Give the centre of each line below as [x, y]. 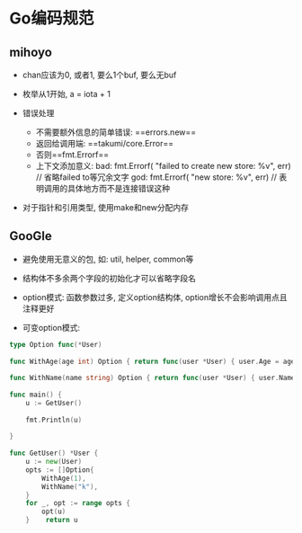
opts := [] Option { [60, 470]
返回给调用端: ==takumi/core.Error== [105, 143]
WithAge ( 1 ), [64, 478]
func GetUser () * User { [54, 453]
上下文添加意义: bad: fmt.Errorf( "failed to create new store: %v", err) [164, 166]
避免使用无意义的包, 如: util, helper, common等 [108, 259]
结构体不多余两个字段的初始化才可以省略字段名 [109, 278]
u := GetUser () [54, 403]
